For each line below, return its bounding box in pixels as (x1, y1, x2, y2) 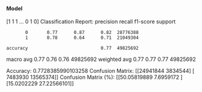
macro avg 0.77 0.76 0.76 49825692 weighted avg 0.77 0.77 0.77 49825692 (6, 56, 196, 63)
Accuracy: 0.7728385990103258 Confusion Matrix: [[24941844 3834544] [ (6, 68, 195, 75)
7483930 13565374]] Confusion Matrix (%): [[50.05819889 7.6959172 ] (6, 73, 183, 81)
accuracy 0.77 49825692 (6, 45, 139, 51)
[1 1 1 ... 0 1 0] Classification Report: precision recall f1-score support (6, 18, 176, 25)
